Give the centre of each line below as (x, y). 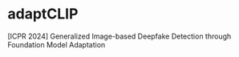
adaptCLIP (43, 14)
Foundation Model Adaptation (57, 44)
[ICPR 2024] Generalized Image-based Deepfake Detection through (119, 36)
